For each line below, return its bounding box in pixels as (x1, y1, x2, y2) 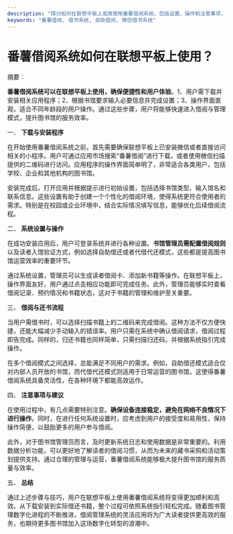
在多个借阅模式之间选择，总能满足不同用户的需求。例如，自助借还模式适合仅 (7, 359, 226, 368)
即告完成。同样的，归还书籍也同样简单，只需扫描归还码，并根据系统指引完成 (7, 336, 226, 344)
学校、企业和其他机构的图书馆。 (7, 169, 98, 178)
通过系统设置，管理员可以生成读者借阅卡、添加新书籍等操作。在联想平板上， (7, 271, 226, 279)
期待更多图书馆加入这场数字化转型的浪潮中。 (25, 519, 153, 528)
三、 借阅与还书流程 (7, 303, 64, 312)
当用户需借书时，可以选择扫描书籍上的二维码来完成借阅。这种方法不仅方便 (7, 318, 220, 327)
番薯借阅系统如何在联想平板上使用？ (7, 49, 214, 64)
